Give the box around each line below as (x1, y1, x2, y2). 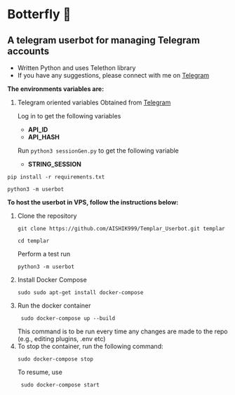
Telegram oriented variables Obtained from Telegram (17, 98, 171, 106)
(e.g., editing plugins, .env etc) (17, 335, 106, 342)
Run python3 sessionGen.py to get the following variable (17, 146, 179, 155)
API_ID (27, 125, 48, 134)
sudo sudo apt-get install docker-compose (17, 289, 144, 296)
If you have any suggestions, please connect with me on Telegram (17, 71, 210, 79)
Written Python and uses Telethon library (17, 64, 136, 72)
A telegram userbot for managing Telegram (7, 34, 200, 46)
